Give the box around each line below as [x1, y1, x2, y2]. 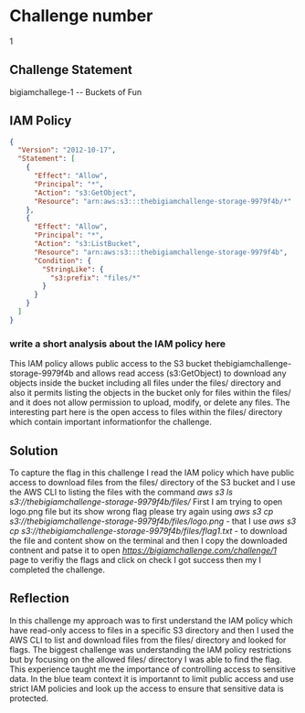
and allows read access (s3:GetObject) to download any [75, 367, 287, 379]
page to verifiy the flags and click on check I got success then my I [9, 554, 262, 565]
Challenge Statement [9, 62, 132, 78]
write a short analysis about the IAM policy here [9, 337, 226, 350]
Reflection [9, 591, 70, 606]
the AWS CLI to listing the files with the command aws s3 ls [9, 486, 233, 497]
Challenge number [9, 5, 153, 27]
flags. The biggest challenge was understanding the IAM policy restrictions [9, 644, 292, 654]
